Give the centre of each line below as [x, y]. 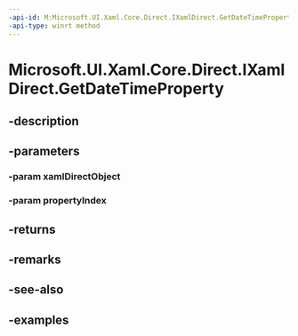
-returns [32, 229]
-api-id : [24, 17]
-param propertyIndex [58, 201]
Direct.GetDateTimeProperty [116, 88]
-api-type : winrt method [54, 26]
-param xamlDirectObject [64, 177]
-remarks [35, 260]
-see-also [36, 290]
